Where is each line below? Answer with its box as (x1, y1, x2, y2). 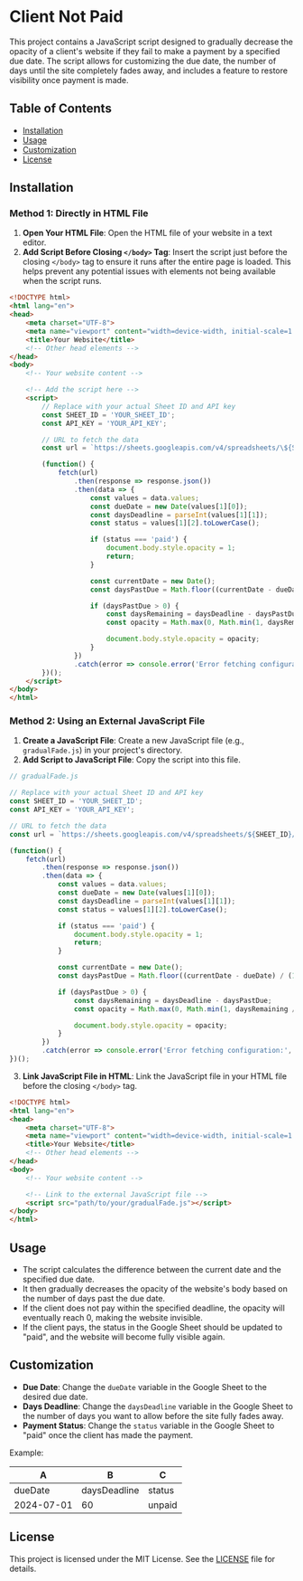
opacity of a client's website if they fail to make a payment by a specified (9, 45, 280, 56)
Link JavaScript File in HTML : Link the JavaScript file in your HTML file (22, 1070, 287, 1082)
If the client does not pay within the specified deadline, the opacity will (22, 1302, 286, 1313)
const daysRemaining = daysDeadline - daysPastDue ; (73, 996, 272, 1005)
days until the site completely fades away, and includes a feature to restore (9, 65, 289, 76)
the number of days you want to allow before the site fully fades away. (22, 1410, 284, 1421)
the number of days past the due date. (22, 1293, 165, 1304)
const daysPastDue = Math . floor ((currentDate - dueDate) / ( (57, 971, 293, 980)
